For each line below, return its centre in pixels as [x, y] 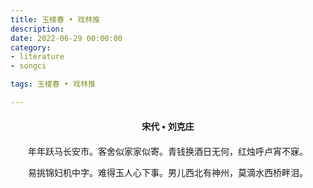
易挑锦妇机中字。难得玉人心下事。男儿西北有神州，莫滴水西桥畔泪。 [168, 172]
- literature [37, 57]
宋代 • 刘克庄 [168, 126]
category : [31, 47]
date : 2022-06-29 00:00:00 [66, 38]
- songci [28, 66]
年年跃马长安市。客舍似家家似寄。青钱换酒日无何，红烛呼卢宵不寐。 [168, 151]
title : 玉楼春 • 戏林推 [55, 19]
